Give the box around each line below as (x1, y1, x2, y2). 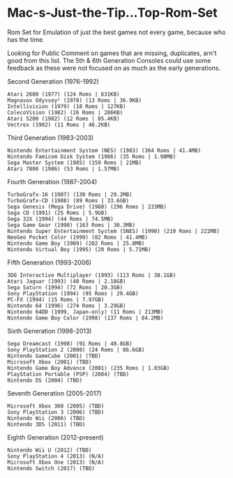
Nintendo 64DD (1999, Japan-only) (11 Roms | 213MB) (7, 308, 164, 315)
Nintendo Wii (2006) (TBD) (7, 414, 86, 421)
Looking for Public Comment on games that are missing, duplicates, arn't (7, 49, 217, 57)
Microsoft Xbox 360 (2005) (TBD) (7, 403, 105, 410)
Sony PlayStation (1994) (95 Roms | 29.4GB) (7, 290, 139, 297)
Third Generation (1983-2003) (7, 133, 94, 142)
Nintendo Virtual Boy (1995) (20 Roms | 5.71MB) (7, 246, 151, 253)
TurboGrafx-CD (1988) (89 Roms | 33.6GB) (7, 197, 130, 204)
